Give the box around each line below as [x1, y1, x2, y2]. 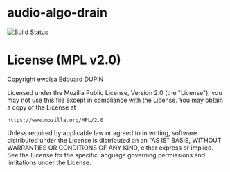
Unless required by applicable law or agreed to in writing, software [7, 128, 197, 137]
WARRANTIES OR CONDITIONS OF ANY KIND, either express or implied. [7, 144, 213, 152]
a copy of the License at [7, 103, 76, 112]
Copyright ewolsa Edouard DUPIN [7, 75, 104, 83]
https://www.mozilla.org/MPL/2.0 [7, 117, 104, 123]
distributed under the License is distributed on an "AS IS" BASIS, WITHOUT [7, 136, 222, 144]
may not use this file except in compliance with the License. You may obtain [7, 96, 224, 104]
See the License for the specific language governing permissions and [7, 150, 206, 159]
